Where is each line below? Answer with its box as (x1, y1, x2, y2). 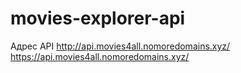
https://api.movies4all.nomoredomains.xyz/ (10, 50, 190, 62)
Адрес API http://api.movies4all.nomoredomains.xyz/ (10, 40, 231, 52)
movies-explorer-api (10, 7, 186, 30)
